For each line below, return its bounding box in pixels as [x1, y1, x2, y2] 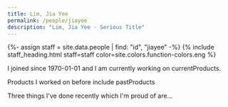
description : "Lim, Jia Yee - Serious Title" [7, 23, 145, 30]
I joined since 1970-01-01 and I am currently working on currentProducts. [7, 64, 222, 73]
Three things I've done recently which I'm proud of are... [7, 91, 173, 100]
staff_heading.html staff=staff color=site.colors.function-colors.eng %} [7, 50, 217, 59]
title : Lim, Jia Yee [7, 10, 69, 18]
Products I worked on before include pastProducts [7, 78, 155, 86]
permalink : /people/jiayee [7, 17, 88, 24]
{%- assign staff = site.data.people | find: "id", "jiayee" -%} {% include [7, 43, 215, 52]
